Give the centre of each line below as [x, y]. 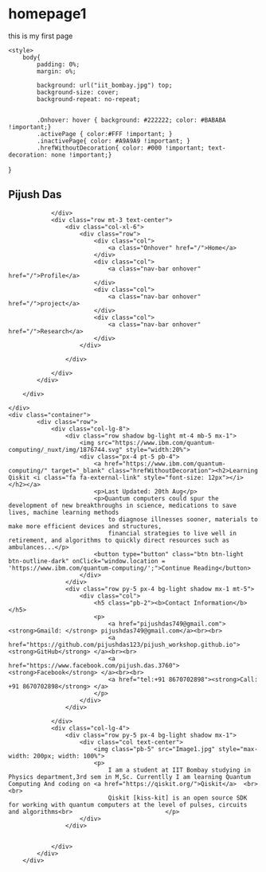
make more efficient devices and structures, [85, 526]
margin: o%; [57, 71]
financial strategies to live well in [172, 533]
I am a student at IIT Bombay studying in [179, 770]
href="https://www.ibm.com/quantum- [165, 463]
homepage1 [47, 14]
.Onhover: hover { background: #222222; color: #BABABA [131, 120]
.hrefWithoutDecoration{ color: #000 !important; [121, 148]
